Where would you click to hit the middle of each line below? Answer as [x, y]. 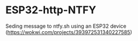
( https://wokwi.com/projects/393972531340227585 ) [69, 32]
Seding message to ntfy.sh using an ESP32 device [66, 26]
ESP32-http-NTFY [51, 10]
